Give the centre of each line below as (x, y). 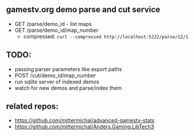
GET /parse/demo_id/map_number (56, 30)
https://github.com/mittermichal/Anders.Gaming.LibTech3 (84, 127)
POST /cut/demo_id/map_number (55, 75)
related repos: (32, 106)
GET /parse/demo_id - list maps (53, 24)
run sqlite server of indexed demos (57, 81)
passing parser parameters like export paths (68, 69)
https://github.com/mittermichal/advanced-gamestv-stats (84, 121)
